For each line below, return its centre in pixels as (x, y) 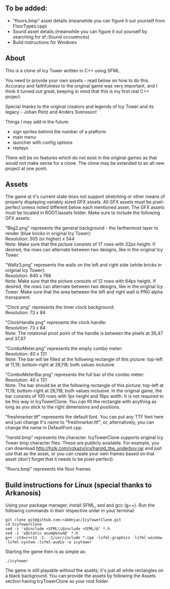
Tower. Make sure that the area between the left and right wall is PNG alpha (84, 292)
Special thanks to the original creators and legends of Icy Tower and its (79, 106)
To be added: (26, 8)
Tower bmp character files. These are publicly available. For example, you (82, 443)
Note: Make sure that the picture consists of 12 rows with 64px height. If (81, 281)
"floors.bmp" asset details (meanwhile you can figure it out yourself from (89, 20)
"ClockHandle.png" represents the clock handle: (56, 322)
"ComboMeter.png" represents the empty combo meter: (64, 348)
